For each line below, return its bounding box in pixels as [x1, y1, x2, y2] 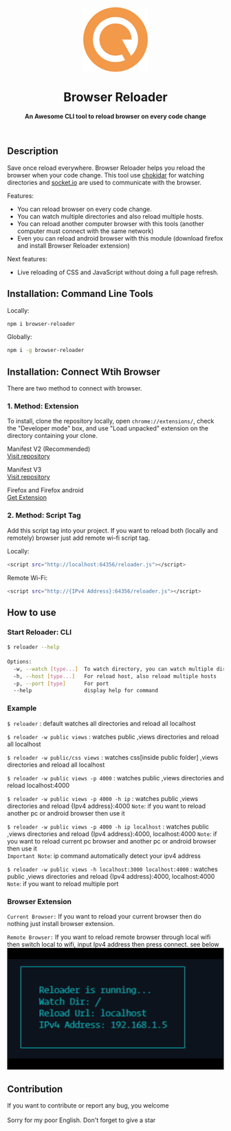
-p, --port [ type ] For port [13, 680, 109, 687]
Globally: [7, 333, 32, 341]
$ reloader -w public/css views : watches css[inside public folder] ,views [7, 753, 219, 761]
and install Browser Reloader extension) [16, 241, 131, 250]
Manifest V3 [7, 465, 42, 474]
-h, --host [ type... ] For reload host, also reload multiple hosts [13, 672, 217, 680]
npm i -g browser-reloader [7, 347, 85, 354]
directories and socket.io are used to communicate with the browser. [7, 178, 201, 186]
